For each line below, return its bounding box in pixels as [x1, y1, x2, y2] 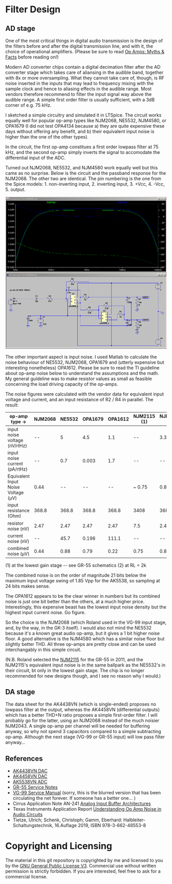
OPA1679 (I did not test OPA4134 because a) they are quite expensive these [5, 123, 165, 129]
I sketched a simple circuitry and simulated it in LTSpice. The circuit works [5, 112, 162, 118]
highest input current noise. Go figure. [5, 609, 86, 615]
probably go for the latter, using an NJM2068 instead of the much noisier [5, 717, 160, 724]
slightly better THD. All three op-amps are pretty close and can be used [5, 641, 156, 647]
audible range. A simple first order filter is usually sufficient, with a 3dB [5, 96, 155, 103]
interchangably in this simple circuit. [5, 646, 81, 653]
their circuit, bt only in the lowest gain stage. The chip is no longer [5, 667, 145, 673]
